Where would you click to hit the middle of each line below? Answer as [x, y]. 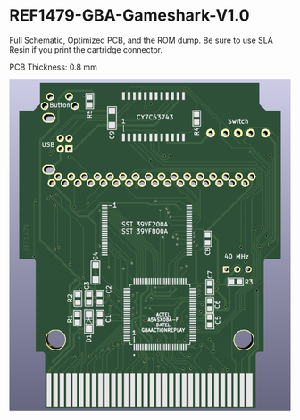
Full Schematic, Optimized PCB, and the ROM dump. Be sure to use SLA [142, 40]
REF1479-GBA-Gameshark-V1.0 [129, 16]
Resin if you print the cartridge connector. [86, 49]
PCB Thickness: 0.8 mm [54, 67]
